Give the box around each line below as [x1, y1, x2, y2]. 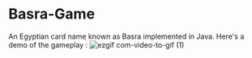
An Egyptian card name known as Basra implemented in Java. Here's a [8, 31, 245, 41]
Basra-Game [8, 5, 96, 23]
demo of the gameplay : [8, 39, 88, 49]
